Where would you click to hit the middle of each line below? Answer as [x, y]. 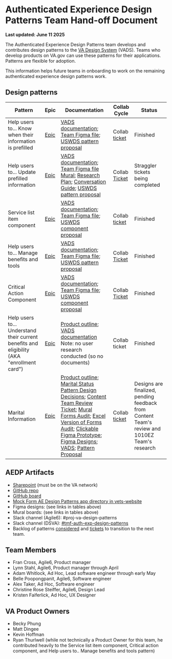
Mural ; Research [80, 175]
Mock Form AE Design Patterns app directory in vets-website [77, 501]
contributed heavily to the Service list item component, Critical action [85, 646]
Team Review [77, 403]
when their [21, 134]
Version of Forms [81, 422]
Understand [22, 331]
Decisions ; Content [83, 396]
